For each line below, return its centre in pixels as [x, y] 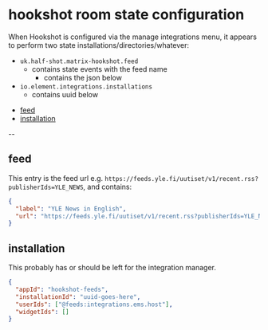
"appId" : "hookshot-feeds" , [62, 289]
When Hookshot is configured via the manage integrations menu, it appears [133, 37]
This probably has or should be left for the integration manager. [112, 268]
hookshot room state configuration [126, 15]
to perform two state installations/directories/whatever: [99, 45]
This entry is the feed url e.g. [56, 178]
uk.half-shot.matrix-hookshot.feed [79, 61]
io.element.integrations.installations [86, 86]
